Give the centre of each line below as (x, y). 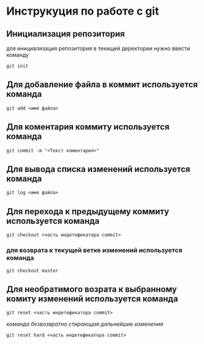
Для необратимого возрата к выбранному (92, 289)
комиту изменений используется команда (92, 299)
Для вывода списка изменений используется (98, 169)
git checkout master (33, 271)
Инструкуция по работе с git (83, 11)
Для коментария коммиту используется (88, 127)
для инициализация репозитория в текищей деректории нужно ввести (98, 48)
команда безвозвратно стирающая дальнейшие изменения (85, 324)
